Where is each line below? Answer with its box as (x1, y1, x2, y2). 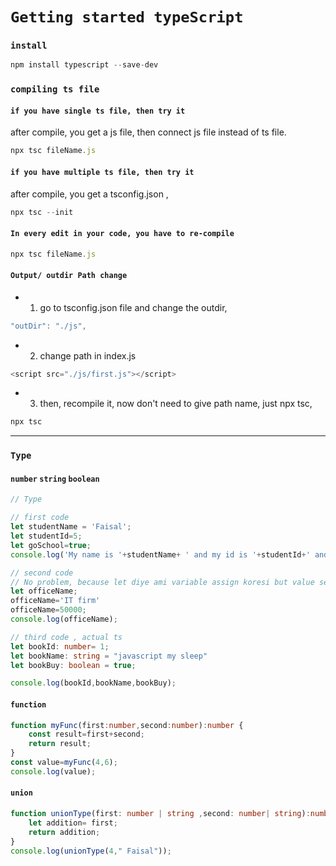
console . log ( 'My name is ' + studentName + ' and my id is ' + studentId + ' (10, 549, 311, 560)
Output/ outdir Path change (10, 271, 128, 281)
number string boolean (10, 474, 100, 484)
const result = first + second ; (28, 729, 145, 740)
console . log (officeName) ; (10, 614, 118, 625)
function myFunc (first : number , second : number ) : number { (10, 720, 244, 730)
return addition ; (28, 827, 101, 837)
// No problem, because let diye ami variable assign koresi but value (10, 577, 315, 587)
